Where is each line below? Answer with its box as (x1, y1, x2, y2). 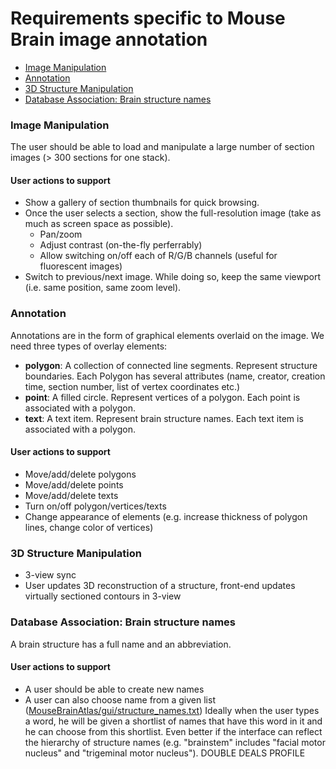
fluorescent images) (39, 260, 123, 272)
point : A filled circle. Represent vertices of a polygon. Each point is (24, 391, 301, 403)
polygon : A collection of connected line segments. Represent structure (24, 359, 318, 371)
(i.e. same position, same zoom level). (24, 282, 182, 294)
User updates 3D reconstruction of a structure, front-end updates (24, 580, 296, 592)
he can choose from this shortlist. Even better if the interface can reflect (24, 725, 323, 737)
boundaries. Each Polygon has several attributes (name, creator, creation (24, 370, 326, 382)
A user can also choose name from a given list (24, 693, 216, 706)
